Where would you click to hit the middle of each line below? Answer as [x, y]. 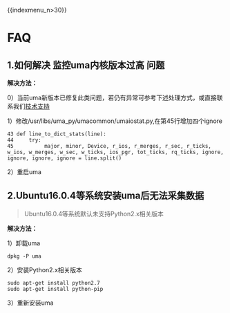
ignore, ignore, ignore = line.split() [65, 158]
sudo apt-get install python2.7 [54, 283]
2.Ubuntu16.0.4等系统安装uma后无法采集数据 [106, 196]
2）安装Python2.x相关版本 [45, 269]
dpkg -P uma [24, 256]
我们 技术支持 [31, 106]
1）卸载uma [24, 243]
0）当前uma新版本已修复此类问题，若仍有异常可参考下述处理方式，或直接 [112, 97]
